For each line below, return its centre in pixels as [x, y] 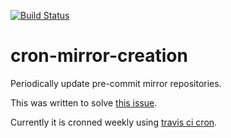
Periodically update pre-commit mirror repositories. [116, 83]
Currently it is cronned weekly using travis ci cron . [114, 122]
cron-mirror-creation [99, 56]
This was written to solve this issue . [84, 102]
